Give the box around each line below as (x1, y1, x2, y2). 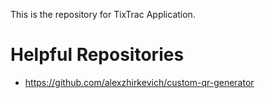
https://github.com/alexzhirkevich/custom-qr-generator (24, 76, 255, 88)
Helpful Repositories (10, 44, 185, 66)
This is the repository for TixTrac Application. (10, 9, 196, 20)
